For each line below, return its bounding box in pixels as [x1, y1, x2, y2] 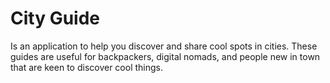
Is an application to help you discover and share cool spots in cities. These [10, 40, 318, 52]
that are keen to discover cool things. [10, 61, 163, 73]
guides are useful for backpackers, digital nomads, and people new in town [10, 50, 321, 62]
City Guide [10, 7, 101, 30]
